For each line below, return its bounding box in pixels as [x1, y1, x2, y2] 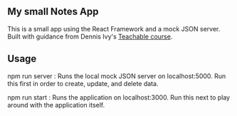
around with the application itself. [7, 100, 105, 109]
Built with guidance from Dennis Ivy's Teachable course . [7, 32, 173, 41]
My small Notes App [7, 6, 99, 18]
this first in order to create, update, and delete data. [7, 79, 159, 88]
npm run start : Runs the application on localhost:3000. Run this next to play [7, 93, 230, 102]
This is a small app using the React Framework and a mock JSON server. [7, 24, 221, 33]
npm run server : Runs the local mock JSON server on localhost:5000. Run [7, 71, 226, 80]
